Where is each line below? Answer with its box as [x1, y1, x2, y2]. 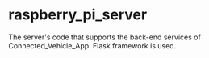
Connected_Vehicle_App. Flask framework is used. [8, 40, 177, 50]
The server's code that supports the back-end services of [8, 32, 202, 42]
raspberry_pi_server [8, 6, 148, 24]
